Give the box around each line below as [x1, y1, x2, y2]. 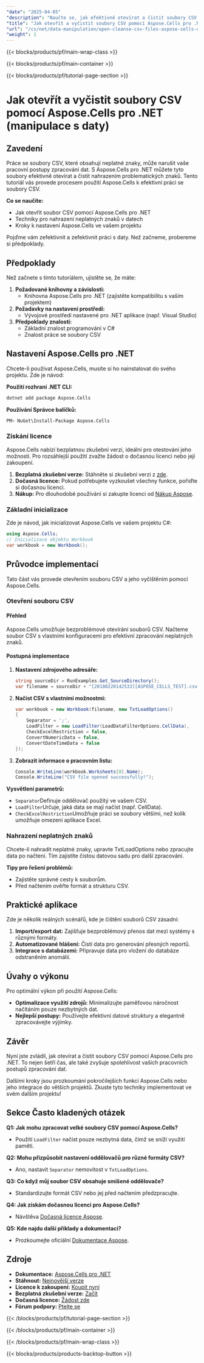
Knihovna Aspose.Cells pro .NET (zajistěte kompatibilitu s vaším [24, 292, 184, 299]
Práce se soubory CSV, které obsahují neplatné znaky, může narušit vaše [6, 160, 189, 167]
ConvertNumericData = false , [26, 734, 100, 741]
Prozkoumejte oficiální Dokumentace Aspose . [15, 1236, 129, 1244]
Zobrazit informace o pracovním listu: [15, 756, 113, 764]
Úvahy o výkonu [6, 971, 69, 981]
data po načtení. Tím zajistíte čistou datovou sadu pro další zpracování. [6, 852, 184, 859]
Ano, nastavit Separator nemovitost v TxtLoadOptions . [15, 1166, 149, 1173]
